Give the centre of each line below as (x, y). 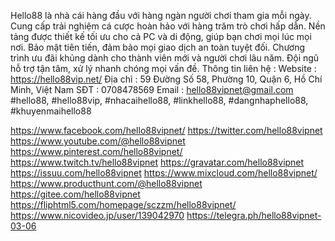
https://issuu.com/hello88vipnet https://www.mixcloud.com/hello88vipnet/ (164, 173)
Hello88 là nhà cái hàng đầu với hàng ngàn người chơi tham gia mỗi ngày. (161, 15)
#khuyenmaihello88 (51, 111)
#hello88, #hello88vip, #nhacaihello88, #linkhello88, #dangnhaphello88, (159, 100)
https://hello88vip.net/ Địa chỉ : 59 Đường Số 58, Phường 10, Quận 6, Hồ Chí (166, 79)
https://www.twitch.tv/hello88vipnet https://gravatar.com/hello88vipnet (157, 162)
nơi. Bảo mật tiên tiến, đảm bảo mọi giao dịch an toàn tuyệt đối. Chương (158, 47)
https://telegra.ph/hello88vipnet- (254, 215)
